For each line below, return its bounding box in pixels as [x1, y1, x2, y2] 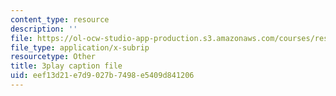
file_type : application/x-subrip [10, 42, 150, 53]
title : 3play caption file [10, 61, 123, 71]
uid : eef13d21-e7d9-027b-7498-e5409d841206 [10, 71, 195, 81]
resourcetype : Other [10, 52, 97, 62]
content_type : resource [10, 14, 110, 25]
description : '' [10, 24, 78, 34]
